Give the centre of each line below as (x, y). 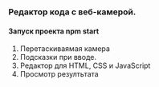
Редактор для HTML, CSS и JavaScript (85, 65)
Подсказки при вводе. (58, 57)
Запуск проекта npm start (54, 31)
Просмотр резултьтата (59, 74)
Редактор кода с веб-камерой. (72, 12)
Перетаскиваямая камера (65, 49)
